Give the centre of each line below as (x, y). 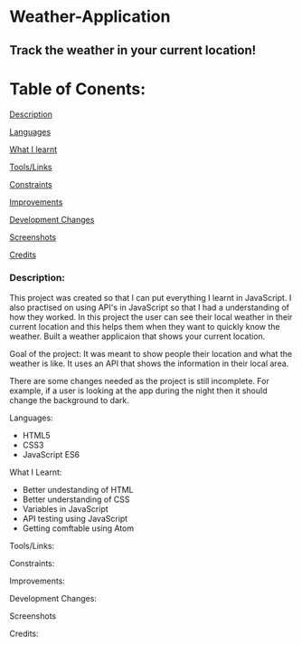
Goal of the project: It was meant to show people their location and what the (151, 353)
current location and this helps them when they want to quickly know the (145, 326)
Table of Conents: (78, 89)
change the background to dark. (69, 400)
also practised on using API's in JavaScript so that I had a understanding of (149, 307)
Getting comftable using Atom (78, 528)
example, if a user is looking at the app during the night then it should (138, 390)
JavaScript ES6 (51, 454)
